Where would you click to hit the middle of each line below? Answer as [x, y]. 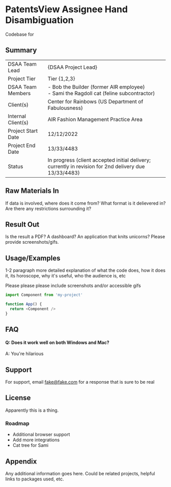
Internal [17, 116]
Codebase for [20, 34]
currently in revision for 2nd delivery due [96, 166]
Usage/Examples [33, 258]
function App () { [24, 304]
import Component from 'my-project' [44, 295]
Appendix [21, 461]
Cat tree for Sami [31, 445]
